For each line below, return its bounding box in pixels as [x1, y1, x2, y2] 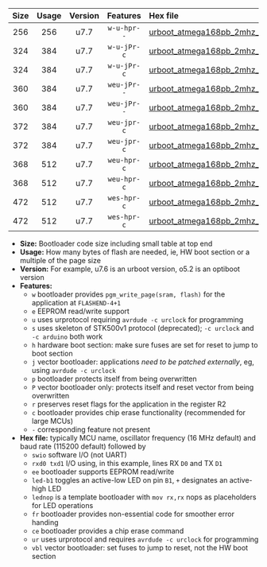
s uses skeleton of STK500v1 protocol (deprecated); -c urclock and [31, 324, 254, 332]
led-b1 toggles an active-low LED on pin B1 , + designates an [31, 476, 228, 484]
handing [31, 518, 59, 527]
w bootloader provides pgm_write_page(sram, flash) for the [31, 289, 226, 299]
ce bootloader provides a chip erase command [31, 526, 184, 535]
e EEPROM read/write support [31, 306, 130, 316]
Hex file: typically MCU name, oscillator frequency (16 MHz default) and [19, 433, 257, 442]
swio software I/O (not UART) [31, 450, 127, 460]
